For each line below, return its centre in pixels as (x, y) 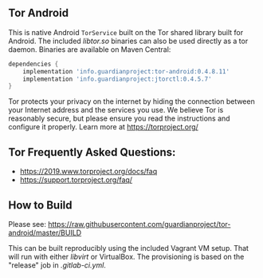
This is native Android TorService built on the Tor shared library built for (126, 32)
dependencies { (33, 64)
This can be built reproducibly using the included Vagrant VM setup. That (129, 248)
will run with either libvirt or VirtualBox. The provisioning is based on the (126, 256)
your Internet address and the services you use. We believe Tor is (116, 110)
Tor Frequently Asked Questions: (92, 152)
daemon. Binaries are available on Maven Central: (90, 49)
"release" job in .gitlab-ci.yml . (57, 265)
